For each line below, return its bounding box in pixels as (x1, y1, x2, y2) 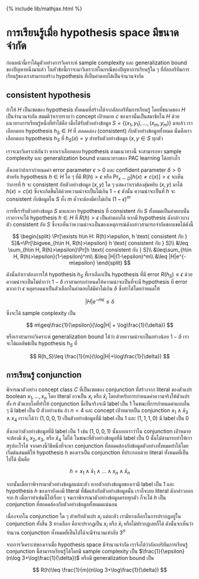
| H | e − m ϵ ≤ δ (85, 297, 115, 305)
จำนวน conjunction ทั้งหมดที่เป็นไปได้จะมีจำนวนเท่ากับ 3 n (6, 528, 126, 536)
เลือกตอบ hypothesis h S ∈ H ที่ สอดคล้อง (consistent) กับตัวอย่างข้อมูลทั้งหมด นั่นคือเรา (6, 127, 192, 136)
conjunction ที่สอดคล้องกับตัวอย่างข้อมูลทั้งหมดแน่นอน (6, 500, 118, 507)
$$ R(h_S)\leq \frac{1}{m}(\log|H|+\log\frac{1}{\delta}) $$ (29, 352, 170, 360)
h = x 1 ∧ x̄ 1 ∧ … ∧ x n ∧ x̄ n (70, 467, 130, 476)
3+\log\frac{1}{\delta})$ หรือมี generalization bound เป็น (21, 554, 154, 561)
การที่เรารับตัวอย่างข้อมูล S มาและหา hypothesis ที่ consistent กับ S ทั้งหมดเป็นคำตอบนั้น (6, 207, 190, 214)
